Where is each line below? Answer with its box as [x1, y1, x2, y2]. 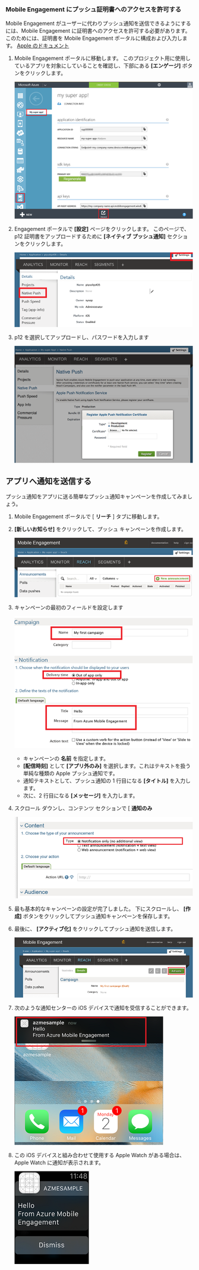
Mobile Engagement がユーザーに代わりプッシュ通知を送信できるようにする [5, 20, 191, 27]
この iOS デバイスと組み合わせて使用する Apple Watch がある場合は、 [14, 1151, 185, 1158]
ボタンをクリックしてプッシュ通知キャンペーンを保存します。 [23, 913, 173, 920]
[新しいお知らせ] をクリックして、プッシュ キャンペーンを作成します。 [14, 525, 187, 533]
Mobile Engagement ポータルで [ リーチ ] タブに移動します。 [14, 513, 163, 520]
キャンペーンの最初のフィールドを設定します [14, 604, 124, 611]
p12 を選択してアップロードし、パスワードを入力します [14, 334, 149, 341]
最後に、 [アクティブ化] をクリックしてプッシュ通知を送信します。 [14, 925, 176, 932]
